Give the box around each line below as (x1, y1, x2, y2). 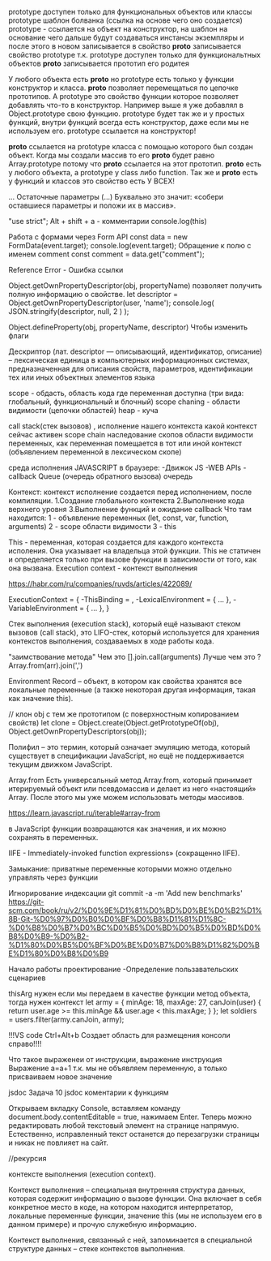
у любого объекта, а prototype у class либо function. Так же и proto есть (8, 168, 259, 177)
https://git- (8, 897, 44, 906)
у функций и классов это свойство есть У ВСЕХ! (8, 176, 176, 186)
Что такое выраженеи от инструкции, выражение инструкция (8, 1055, 222, 1064)
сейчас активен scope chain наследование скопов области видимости (8, 430, 253, 439)
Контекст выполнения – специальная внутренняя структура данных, (8, 1185, 246, 1194)
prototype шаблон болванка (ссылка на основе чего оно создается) (8, 15, 243, 25)
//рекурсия (8, 1154, 47, 1163)
